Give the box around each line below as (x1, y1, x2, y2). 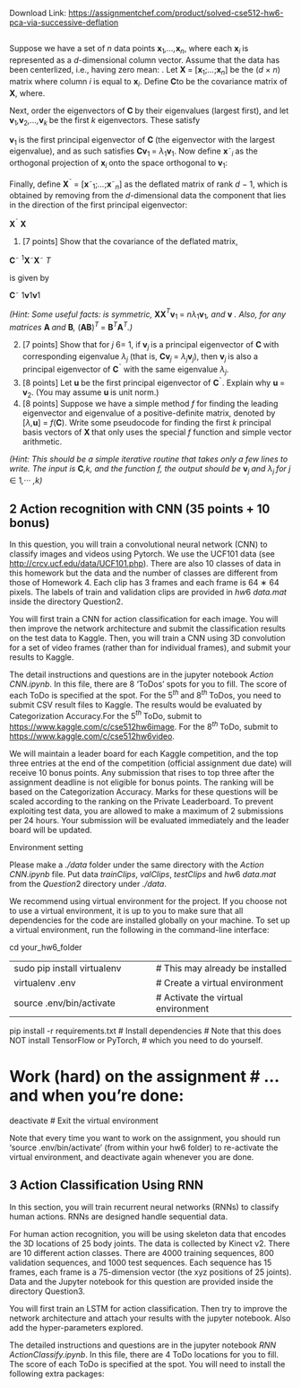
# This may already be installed (155, 962, 288, 974)
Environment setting (9, 841, 83, 852)
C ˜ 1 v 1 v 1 (9, 289, 41, 300)
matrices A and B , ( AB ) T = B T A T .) (9, 321, 133, 332)
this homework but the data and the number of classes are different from (9, 567, 279, 578)
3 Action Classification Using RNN (9, 1178, 204, 1193)
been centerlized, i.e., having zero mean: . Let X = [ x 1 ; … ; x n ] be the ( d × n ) (9, 65, 280, 77)
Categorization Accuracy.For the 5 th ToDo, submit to (9, 708, 202, 721)
